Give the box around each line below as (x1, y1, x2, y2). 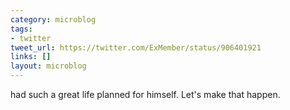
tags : (10, 24, 33, 34)
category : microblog (10, 14, 97, 25)
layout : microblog (10, 61, 87, 71)
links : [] (10, 52, 52, 62)
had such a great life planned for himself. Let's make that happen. (10, 89, 281, 100)
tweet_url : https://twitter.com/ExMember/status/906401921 (10, 42, 262, 53)
